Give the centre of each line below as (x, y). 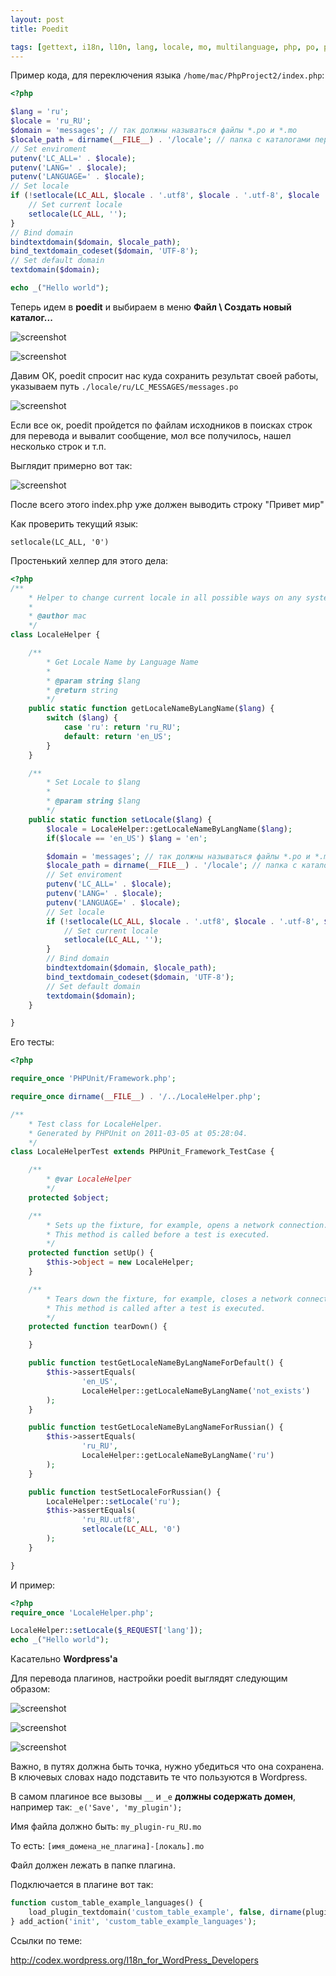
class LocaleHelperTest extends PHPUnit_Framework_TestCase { (142, 1152)
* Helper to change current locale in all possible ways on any (165, 597)
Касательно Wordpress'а (64, 1659)
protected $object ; (69, 1197)
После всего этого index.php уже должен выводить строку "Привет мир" (167, 504)
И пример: (33, 1585)
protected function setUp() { (91, 1253)
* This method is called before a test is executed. (158, 1234)
